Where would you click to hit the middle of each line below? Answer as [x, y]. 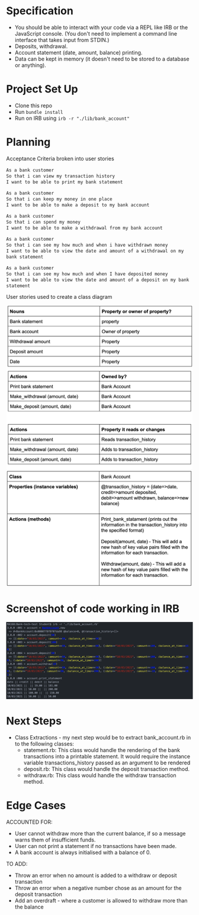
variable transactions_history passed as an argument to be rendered [107, 763]
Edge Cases [36, 806]
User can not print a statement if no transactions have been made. [95, 846]
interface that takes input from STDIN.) [62, 40]
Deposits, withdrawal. [41, 46]
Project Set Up [42, 89]
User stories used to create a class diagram [59, 297]
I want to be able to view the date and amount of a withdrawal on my [95, 251]
